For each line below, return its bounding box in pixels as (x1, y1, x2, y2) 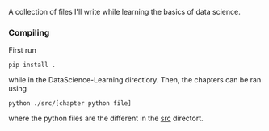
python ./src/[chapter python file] (8, 99, 132, 108)
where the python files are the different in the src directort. (8, 113, 204, 124)
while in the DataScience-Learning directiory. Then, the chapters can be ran (8, 75, 262, 85)
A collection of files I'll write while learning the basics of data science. (8, 7, 241, 16)
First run (8, 45, 36, 55)
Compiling (8, 27, 50, 38)
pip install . (8, 61, 57, 70)
